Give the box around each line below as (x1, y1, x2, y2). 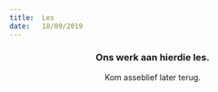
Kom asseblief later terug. (104, 71, 202, 82)
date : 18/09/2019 (9, 22, 84, 31)
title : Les (9, 13, 54, 23)
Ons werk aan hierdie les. (94, 51, 211, 64)
